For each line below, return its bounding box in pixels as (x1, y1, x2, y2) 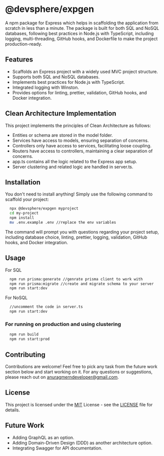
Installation (5, 178, 41, 187)
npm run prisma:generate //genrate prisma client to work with (9, 276, 143, 281)
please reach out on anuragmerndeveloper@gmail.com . (5, 374, 119, 380)
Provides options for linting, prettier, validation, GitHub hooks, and (12, 89, 147, 95)
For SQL (5, 267, 22, 273)
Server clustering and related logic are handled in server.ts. (12, 164, 134, 170)
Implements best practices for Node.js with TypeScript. (12, 79, 125, 85)
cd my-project (9, 211, 39, 216)
